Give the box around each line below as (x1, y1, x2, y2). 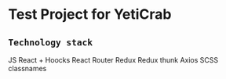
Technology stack (8, 37, 93, 48)
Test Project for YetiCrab (8, 5, 172, 23)
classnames (8, 64, 47, 73)
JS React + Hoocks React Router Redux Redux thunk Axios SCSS (8, 56, 218, 64)
